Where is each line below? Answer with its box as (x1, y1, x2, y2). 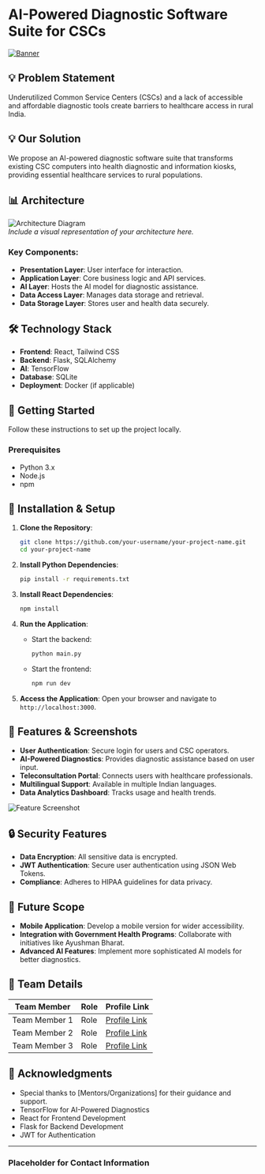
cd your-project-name (19, 545, 91, 554)
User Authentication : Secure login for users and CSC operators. (19, 746, 230, 756)
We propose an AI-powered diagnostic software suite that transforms (8, 153, 233, 163)
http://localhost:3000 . (19, 702, 97, 712)
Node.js (19, 470, 46, 480)
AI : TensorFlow (19, 364, 69, 373)
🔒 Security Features (8, 827, 107, 840)
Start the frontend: (31, 664, 92, 674)
